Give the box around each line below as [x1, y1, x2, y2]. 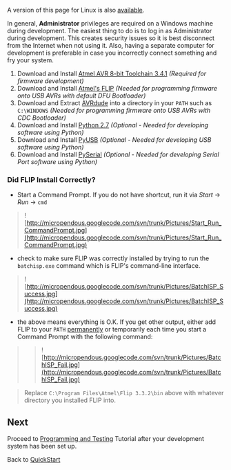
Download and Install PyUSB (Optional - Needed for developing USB [17, 136, 212, 144]
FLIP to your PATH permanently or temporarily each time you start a [17, 325, 207, 334]
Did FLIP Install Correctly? [7, 174, 96, 184]
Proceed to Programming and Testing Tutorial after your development [7, 435, 205, 443]
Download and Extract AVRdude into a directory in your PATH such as [17, 99, 212, 107]
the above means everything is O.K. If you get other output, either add [17, 318, 216, 326]
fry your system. [7, 56, 54, 64]
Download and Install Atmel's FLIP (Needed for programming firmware [17, 84, 218, 92]
